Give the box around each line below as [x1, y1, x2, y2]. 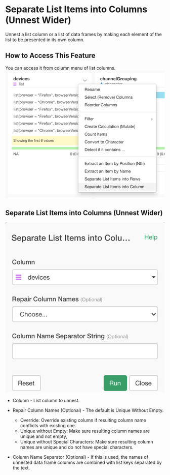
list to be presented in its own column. [5, 37, 85, 43]
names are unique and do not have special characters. [20, 444, 134, 450]
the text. [12, 464, 30, 471]
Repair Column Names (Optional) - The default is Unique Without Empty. [12, 407, 164, 413]
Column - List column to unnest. [12, 397, 80, 403]
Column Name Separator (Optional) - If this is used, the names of [12, 454, 148, 460]
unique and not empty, [20, 433, 67, 439]
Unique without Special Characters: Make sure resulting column [20, 438, 153, 444]
